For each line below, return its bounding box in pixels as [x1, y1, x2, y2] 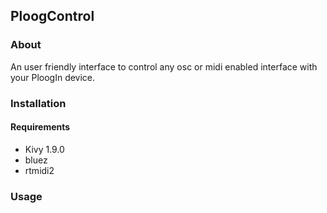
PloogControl [10, 8, 95, 25]
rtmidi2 [24, 164, 55, 176]
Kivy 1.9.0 [24, 143, 65, 155]
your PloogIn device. [10, 71, 96, 83]
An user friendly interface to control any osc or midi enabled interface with [10, 60, 318, 73]
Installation [10, 96, 67, 110]
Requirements [10, 121, 71, 133]
